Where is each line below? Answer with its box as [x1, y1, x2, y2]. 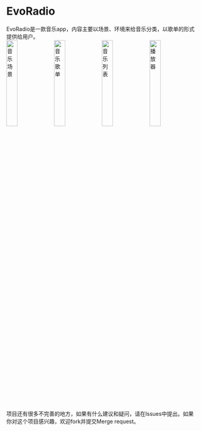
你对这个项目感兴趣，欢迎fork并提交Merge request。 [6, 418, 139, 425]
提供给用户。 [6, 32, 38, 40]
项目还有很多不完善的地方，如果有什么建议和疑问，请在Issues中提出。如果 [6, 410, 194, 417]
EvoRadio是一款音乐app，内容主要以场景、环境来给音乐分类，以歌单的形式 [6, 25, 195, 32]
